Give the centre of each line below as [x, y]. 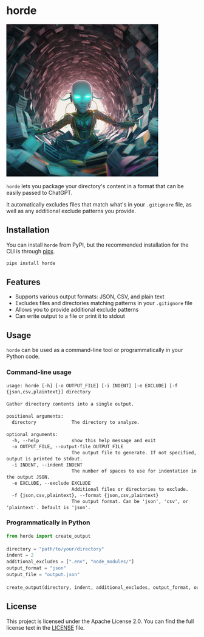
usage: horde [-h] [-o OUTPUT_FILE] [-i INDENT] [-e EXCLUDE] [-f [92, 385]
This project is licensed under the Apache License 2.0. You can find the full [100, 621]
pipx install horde [31, 263]
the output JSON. [28, 477]
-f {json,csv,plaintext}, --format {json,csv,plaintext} [85, 495]
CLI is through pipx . [31, 251]
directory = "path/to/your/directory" [55, 549]
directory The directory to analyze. [76, 422]
